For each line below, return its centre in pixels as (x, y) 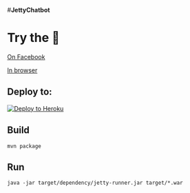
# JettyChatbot (29, 10)
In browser (22, 70)
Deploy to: (30, 92)
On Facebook (26, 57)
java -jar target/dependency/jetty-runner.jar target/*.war (95, 183)
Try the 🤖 (33, 38)
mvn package (24, 146)
